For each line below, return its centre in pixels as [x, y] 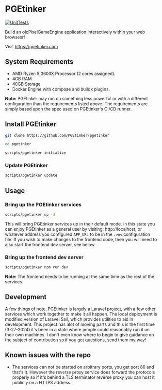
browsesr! [15, 37]
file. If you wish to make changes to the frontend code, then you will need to [81, 239]
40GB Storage [26, 84]
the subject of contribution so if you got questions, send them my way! [76, 340]
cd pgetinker [18, 144]
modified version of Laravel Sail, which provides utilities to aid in [69, 319]
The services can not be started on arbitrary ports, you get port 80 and [83, 367]
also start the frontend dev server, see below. [50, 244]
